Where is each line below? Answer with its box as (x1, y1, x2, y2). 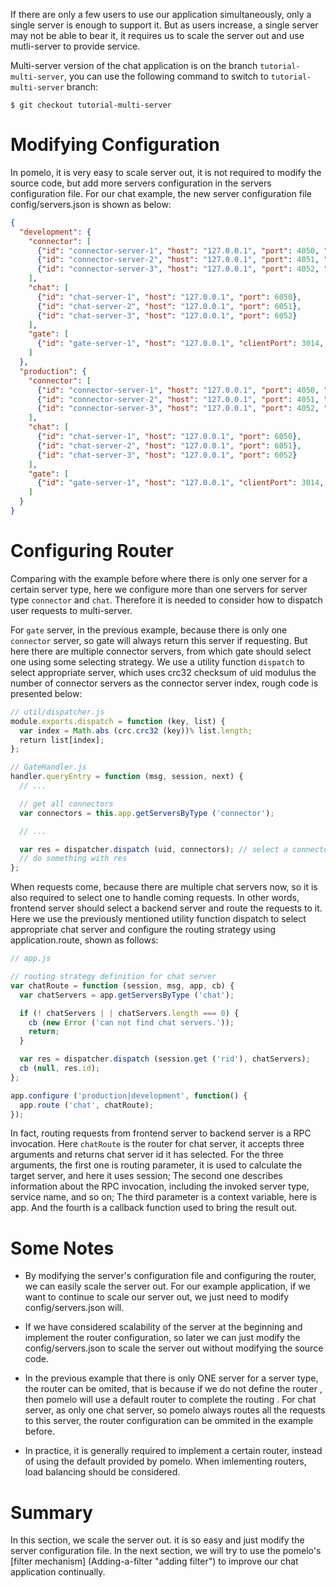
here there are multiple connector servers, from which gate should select (10, 645, 312, 657)
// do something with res (19, 854, 128, 864)
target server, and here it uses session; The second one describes (10, 1170, 283, 1182)
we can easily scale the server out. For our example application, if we (24, 1280, 311, 1293)
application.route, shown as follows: (10, 934, 159, 946)
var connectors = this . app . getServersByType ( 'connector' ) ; (19, 808, 275, 818)
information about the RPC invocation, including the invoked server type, (10, 1180, 310, 1193)
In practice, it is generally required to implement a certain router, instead (24, 1445, 323, 1457)
